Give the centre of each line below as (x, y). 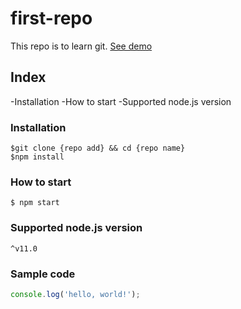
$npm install (37, 157)
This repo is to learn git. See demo (81, 46)
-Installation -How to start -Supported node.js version (121, 101)
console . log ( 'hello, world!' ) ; (75, 294)
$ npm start (35, 203)
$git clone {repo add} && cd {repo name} (98, 148)
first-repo (51, 18)
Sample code (43, 274)
